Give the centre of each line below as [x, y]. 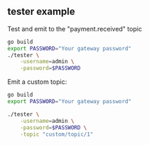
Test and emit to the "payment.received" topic [75, 28]
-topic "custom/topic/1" [57, 134]
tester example [42, 12]
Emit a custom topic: [37, 82]
